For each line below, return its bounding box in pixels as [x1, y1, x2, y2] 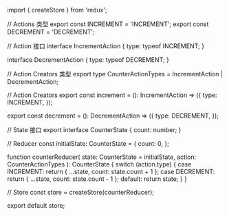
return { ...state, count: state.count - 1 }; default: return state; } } [7, 175, 188, 183]
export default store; [7, 202, 65, 209]
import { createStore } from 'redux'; [7, 6, 108, 14]
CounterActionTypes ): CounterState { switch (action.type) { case [7, 160, 192, 168]
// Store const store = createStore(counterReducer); [7, 188, 155, 196]
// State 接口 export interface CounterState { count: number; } [7, 126, 182, 133]
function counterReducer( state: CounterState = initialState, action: [7, 153, 197, 161]
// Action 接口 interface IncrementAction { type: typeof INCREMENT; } [7, 42, 205, 50]
